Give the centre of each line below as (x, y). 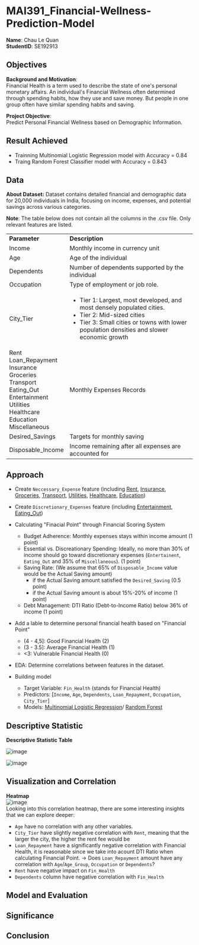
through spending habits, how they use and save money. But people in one (97, 98)
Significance (30, 916)
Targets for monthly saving (107, 437)
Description (86, 238)
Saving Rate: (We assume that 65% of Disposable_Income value (100, 568)
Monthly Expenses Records (108, 390)
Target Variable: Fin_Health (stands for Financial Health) (92, 688)
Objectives (27, 65)
